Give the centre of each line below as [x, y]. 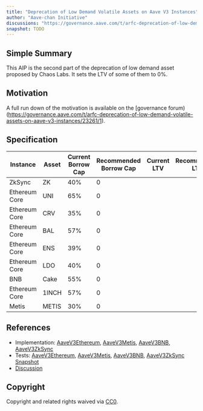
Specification [32, 140]
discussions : [23, 23]
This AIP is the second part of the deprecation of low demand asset [90, 68]
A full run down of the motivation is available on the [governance [87, 108]
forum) [177, 108]
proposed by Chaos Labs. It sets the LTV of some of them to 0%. [87, 74]
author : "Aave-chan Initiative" [47, 18]
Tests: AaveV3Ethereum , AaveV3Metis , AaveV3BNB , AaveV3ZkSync [100, 355]
